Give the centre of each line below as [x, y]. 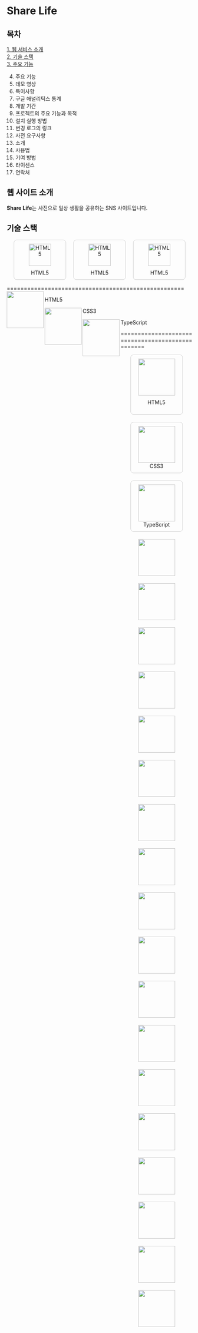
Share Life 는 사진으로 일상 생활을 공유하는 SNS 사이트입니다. [77, 208]
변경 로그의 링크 [33, 128]
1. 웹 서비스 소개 [25, 49]
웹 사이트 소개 [30, 193]
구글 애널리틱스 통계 [38, 99]
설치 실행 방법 [31, 121]
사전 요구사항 [30, 135]
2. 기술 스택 [20, 57]
